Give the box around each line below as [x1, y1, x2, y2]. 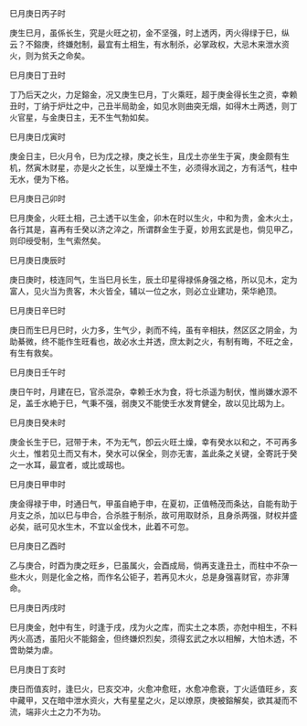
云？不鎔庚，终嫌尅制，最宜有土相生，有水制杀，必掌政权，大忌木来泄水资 [9, 39, 290, 49]
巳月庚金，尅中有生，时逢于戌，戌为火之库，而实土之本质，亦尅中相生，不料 [9, 622, 298, 633]
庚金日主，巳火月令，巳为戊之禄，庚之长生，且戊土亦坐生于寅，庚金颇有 [9, 151, 281, 162]
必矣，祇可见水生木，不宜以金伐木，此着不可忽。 [9, 521, 194, 532]
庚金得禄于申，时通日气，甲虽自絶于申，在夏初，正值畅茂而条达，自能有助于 [9, 498, 298, 509]
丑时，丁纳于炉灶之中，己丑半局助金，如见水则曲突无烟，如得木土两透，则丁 [9, 101, 298, 112]
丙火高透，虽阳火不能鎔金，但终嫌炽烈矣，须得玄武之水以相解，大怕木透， [9, 634, 290, 644]
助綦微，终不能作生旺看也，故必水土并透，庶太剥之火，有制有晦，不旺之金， [9, 336, 298, 347]
